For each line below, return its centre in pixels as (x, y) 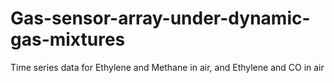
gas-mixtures (68, 39)
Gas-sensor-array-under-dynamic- (160, 18)
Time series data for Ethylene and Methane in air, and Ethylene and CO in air (167, 67)
